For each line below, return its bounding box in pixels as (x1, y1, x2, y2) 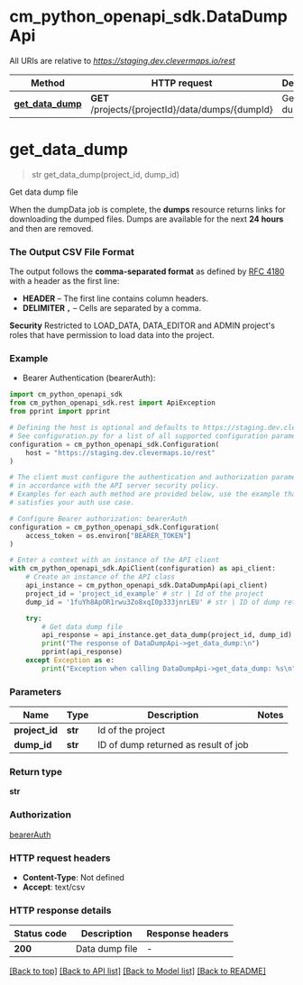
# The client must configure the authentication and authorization (9, 473, 269, 482)
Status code (14, 927, 68, 940)
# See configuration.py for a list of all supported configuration (9, 431, 269, 441)
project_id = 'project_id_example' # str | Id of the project (25, 588, 264, 598)
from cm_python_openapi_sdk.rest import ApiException (9, 398, 216, 407)
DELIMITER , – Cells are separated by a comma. (22, 303, 202, 314)
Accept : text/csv (22, 881, 86, 893)
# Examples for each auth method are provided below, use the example (9, 489, 280, 499)
